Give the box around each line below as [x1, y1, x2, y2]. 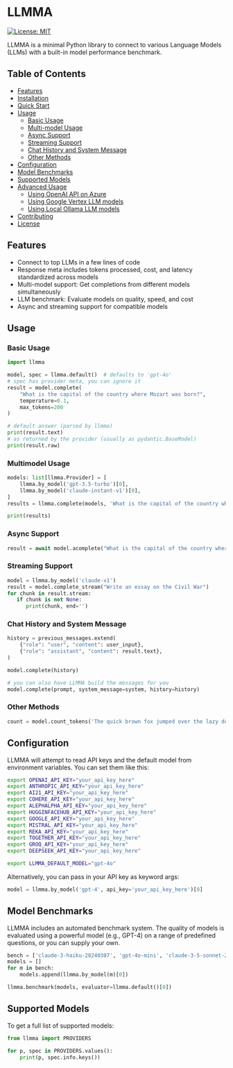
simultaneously [17, 287, 61, 296]
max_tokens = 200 [19, 403, 64, 410]
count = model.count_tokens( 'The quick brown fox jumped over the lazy [7, 718, 218, 725]
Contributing [17, 212, 53, 220]
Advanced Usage [17, 182, 67, 191]
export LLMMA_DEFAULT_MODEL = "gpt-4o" [7, 860, 116, 867]
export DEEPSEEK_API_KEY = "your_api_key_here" [7, 848, 141, 855]
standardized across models [17, 272, 98, 281]
